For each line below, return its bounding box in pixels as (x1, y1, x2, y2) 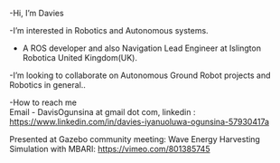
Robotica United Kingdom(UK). (22, 53, 138, 62)
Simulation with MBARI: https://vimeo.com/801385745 (9, 144, 210, 154)
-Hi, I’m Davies (9, 8, 65, 18)
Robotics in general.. (9, 80, 86, 90)
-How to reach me (9, 97, 77, 108)
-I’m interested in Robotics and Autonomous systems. (9, 25, 210, 35)
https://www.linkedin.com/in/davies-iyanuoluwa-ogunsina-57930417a (9, 117, 269, 127)
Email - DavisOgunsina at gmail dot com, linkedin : (9, 107, 196, 117)
